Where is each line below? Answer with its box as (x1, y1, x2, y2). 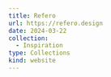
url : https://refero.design (8, 19, 104, 27)
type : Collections (8, 49, 70, 57)
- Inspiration (15, 42, 63, 50)
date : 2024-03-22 (8, 26, 67, 34)
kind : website (8, 57, 57, 65)
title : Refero (8, 11, 57, 20)
